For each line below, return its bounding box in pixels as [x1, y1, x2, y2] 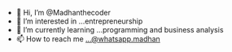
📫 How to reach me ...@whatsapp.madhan [15, 34, 160, 44]
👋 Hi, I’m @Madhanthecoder [15, 8, 112, 17]
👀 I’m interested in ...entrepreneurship [15, 16, 143, 26]
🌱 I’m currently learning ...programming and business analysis [15, 25, 224, 34]
